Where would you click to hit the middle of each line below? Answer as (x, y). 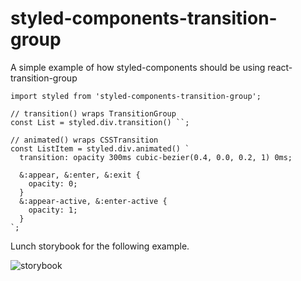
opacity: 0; (53, 183)
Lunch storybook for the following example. (100, 246)
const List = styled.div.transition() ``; (100, 122)
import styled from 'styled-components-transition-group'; (136, 96)
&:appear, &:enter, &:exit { (80, 175)
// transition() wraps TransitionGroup (93, 113)
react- (280, 67)
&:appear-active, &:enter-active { (93, 201)
